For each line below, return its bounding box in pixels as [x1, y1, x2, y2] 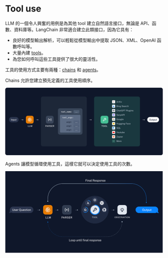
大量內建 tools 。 [12, 50, 46, 56]
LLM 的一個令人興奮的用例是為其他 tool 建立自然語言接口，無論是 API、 [5, 20, 152, 26]
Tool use [5, 3, 41, 15]
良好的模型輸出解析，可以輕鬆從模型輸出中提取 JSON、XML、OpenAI [12, 37, 156, 43]
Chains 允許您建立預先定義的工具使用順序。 [5, 77, 95, 83]
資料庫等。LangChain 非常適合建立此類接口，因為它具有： [13, 26, 134, 33]
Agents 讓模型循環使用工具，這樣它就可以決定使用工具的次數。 [5, 161, 135, 167]
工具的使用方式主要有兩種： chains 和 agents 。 [5, 66, 101, 73]
